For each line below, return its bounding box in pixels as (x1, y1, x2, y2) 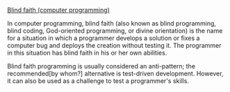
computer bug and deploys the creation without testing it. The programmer (7, 42, 222, 49)
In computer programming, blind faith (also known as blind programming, (7, 19, 217, 27)
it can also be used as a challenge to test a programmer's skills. (7, 77, 190, 85)
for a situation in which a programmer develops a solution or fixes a (7, 34, 200, 42)
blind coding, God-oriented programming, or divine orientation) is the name (7, 27, 223, 35)
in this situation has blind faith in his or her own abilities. (7, 48, 167, 57)
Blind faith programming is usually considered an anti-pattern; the (7, 62, 196, 70)
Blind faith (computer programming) (7, 6, 110, 14)
